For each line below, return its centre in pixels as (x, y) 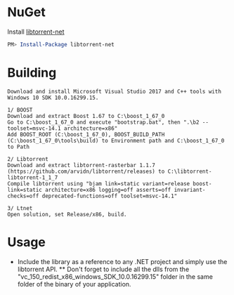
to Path (19, 147)
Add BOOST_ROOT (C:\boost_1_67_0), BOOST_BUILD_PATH (86, 134)
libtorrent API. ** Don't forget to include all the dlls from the (103, 269)
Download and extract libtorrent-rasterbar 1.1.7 (82, 165)
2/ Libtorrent (28, 159)
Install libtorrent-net (36, 32)
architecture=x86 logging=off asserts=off (108, 190)
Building (32, 73)
